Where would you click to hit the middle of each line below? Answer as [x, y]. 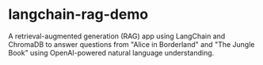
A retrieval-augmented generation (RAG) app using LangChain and [117, 36]
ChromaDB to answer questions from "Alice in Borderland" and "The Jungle [131, 44]
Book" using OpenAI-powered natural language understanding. [111, 52]
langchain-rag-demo [78, 14]
